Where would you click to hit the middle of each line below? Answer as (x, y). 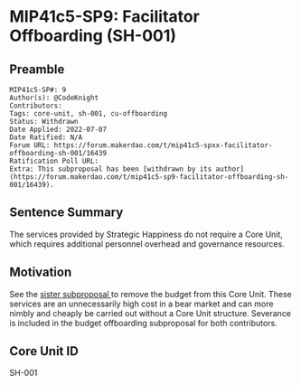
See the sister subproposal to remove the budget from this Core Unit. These (150, 294)
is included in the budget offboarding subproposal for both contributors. (143, 323)
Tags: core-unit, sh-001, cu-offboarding (89, 114)
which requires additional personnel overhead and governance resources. (147, 244)
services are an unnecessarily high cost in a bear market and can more (141, 304)
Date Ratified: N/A (46, 137)
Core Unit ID (44, 351)
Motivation (41, 272)
